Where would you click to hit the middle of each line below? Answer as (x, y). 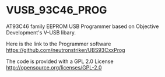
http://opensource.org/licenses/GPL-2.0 (54, 67)
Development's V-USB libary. (41, 32)
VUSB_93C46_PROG (57, 10)
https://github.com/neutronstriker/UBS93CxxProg (66, 50)
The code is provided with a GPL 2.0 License (60, 61)
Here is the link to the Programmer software (59, 44)
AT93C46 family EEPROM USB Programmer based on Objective (82, 26)
